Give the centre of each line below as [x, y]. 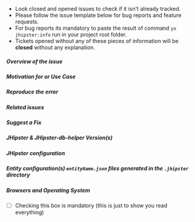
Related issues [25, 107]
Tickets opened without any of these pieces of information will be [97, 41]
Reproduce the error [32, 92]
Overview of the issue [35, 61]
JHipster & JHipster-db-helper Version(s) [60, 138]
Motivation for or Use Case [41, 76]
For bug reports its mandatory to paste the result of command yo [96, 28]
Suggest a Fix [24, 123]
